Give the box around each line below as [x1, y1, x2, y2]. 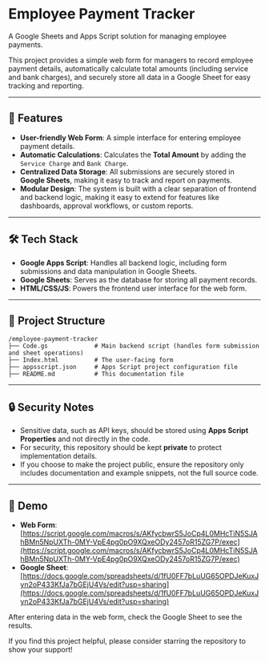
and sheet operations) [8, 349, 84, 357]
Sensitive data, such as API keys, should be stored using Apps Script [19, 426, 249, 435]
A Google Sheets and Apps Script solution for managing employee [8, 31, 227, 41]
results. [8, 621, 34, 630]
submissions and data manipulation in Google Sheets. [19, 266, 198, 276]
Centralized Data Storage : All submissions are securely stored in [19, 167, 235, 176]
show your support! [8, 645, 73, 654]
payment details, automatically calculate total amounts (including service [8, 63, 249, 73]
